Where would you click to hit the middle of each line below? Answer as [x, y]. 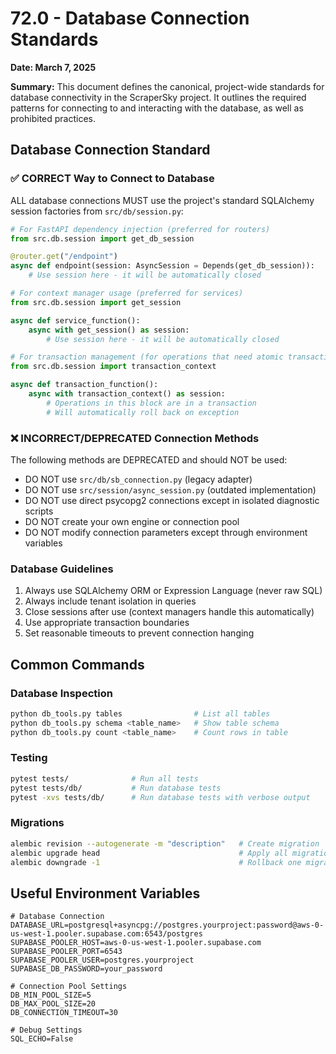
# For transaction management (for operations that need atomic [147, 357]
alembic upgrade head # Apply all [149, 853]
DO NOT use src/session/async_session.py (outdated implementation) [170, 489]
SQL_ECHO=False [42, 1039]
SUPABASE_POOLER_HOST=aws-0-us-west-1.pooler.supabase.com [136, 943]
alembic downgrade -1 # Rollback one [156, 862]
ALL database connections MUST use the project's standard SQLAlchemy [162, 200]
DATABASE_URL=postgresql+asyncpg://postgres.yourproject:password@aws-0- [167, 925]
